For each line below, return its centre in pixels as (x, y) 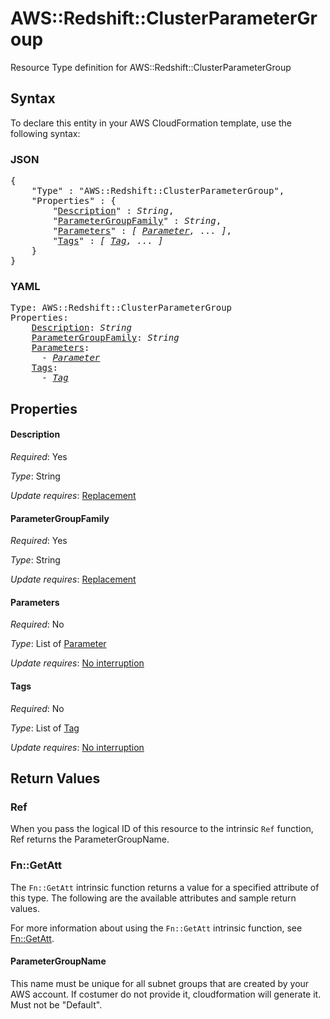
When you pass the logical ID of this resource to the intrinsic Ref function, (162, 829)
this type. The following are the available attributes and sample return (153, 898)
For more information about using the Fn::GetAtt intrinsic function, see (156, 928)
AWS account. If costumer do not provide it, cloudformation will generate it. (166, 994)
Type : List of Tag (45, 728)
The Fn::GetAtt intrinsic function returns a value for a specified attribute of (165, 887)
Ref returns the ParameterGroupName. (90, 839)
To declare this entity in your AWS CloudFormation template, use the (151, 123)
